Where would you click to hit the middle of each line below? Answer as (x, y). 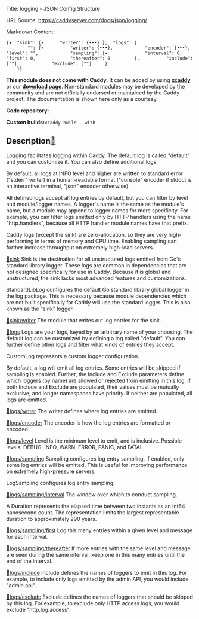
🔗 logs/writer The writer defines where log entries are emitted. (82, 411)
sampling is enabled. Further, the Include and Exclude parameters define (95, 374)
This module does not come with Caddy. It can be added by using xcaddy (98, 80)
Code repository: (28, 111)
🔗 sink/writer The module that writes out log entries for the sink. (84, 320)
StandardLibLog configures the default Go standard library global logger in (98, 289)
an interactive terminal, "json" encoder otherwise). (68, 186)
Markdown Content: (31, 32)
